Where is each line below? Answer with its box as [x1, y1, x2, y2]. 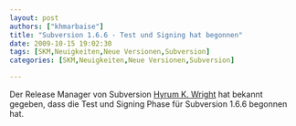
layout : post [9, 13, 59, 23]
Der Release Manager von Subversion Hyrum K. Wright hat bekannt [9, 89, 263, 100]
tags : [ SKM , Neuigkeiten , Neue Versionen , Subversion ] [9, 47, 210, 57]
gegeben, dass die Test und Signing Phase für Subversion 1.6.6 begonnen [9, 99, 288, 110]
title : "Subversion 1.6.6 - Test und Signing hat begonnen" [9, 30, 244, 39]
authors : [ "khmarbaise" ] [9, 22, 104, 31]
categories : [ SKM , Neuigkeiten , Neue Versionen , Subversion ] [9, 56, 235, 65]
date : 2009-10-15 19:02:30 [9, 38, 112, 48]
